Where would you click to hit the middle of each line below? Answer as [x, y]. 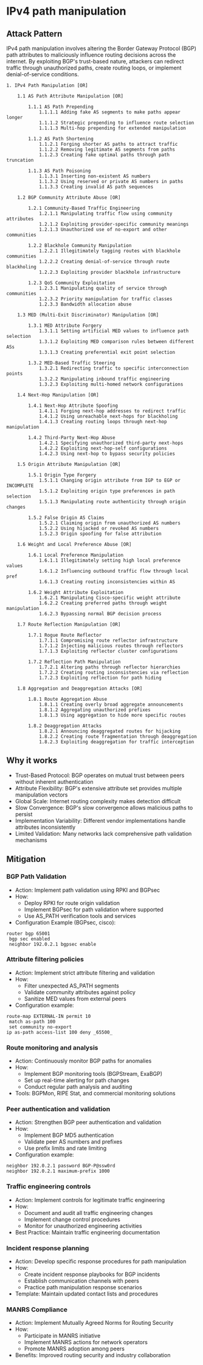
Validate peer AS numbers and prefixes [73, 1142]
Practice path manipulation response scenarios [83, 1287]
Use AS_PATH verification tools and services [80, 915]
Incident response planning [48, 1248]
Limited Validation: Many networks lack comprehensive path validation [103, 833]
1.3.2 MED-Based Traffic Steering [72, 363]
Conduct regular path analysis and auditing [78, 1087]
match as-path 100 [32, 1022]
